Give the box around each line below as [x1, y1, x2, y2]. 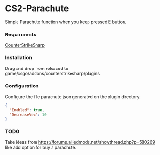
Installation [5, 54, 33, 61]
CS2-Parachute [5, 3, 69, 14]
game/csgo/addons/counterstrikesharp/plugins [5, 70, 100, 76]
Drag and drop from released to [5, 65, 69, 71]
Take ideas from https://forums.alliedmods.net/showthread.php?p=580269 [5, 139, 156, 145]
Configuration [5, 83, 39, 89]
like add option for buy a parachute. [5, 144, 77, 150]
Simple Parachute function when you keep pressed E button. [5, 19, 126, 25]
